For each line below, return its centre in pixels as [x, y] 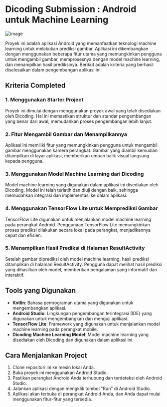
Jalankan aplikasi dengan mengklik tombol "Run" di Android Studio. [82, 389]
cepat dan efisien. [24, 235]
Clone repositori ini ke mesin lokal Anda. [54, 368]
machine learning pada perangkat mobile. [55, 329]
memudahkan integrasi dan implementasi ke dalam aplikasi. [66, 195]
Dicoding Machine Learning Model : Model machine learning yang [80, 334]
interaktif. [15, 275]
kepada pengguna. [24, 161]
